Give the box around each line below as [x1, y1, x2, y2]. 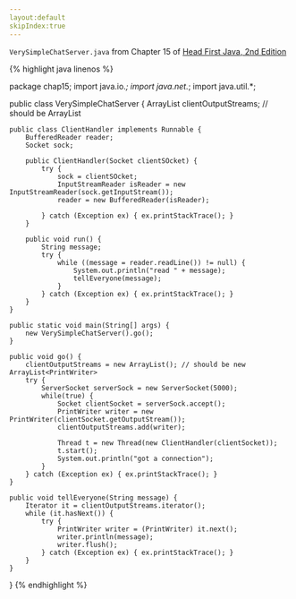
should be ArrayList [9, 107, 82, 118]
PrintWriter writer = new [56, 406, 154, 416]
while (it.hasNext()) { [25, 509, 114, 518]
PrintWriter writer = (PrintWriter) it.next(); [56, 525, 239, 534]
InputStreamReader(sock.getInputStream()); [9, 187, 174, 197]
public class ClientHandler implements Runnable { [9, 124, 202, 134]
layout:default [9, 13, 66, 22]
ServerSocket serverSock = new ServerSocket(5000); [41, 383, 239, 392]
